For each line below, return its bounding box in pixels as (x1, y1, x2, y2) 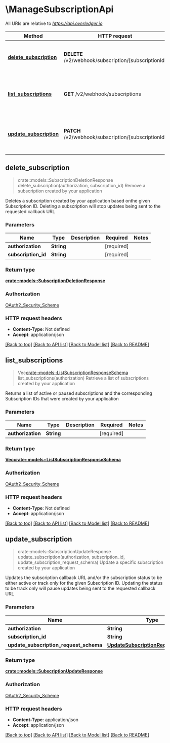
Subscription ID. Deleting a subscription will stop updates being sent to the (5, 203, 161, 209)
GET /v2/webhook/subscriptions (63, 90, 142, 97)
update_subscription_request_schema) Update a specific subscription (17, 559, 163, 565)
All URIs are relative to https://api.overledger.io (5, 20, 103, 26)
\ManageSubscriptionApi (5, 4, 114, 15)
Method (23, 32, 43, 39)
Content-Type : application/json (12, 717, 78, 723)
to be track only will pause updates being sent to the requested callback (5, 585, 156, 591)
